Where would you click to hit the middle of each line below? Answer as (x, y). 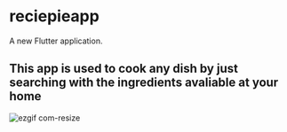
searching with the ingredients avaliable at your (144, 83)
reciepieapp (54, 16)
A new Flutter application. (56, 41)
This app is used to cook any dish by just (124, 69)
